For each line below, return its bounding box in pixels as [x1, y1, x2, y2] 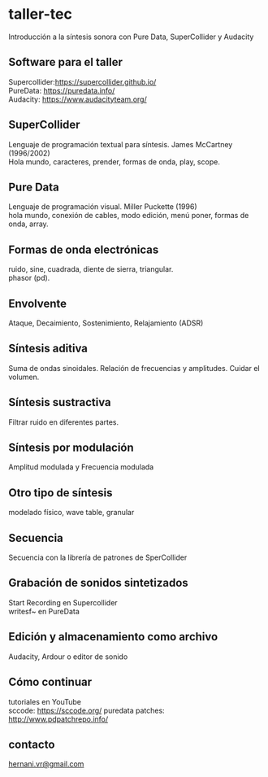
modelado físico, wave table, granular [8, 508, 135, 517]
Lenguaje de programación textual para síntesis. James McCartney [8, 139, 233, 149]
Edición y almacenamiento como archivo [8, 630, 218, 644]
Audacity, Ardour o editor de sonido [8, 652, 128, 661]
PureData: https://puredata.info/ [8, 85, 115, 95]
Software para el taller [8, 55, 123, 69]
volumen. [8, 372, 40, 382]
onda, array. [8, 219, 49, 229]
